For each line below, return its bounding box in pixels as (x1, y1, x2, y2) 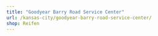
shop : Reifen (6, 20, 40, 26)
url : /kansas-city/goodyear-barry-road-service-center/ (6, 15, 152, 21)
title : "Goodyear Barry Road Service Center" (6, 9, 124, 15)
